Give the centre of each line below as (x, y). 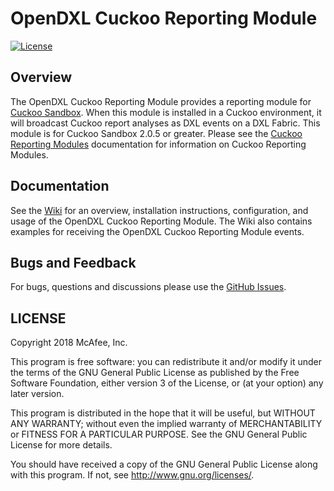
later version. (37, 394)
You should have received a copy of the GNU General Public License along (164, 464)
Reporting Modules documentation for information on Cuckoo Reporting (158, 144)
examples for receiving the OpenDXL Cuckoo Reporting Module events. (157, 231)
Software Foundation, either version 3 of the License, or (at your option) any (167, 383)
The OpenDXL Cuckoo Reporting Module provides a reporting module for (161, 101)
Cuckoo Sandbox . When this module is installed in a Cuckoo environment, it (166, 112)
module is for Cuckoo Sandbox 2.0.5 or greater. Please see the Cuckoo (156, 133)
